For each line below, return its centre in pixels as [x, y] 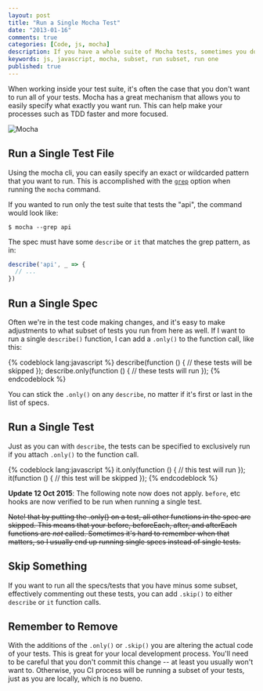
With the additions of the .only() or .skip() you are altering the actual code [131, 646]
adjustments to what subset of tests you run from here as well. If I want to [127, 331]
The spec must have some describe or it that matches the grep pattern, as [129, 242]
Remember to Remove [63, 627]
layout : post [29, 15]
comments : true [33, 37]
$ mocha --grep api [40, 227]
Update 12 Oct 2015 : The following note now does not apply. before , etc [124, 493]
